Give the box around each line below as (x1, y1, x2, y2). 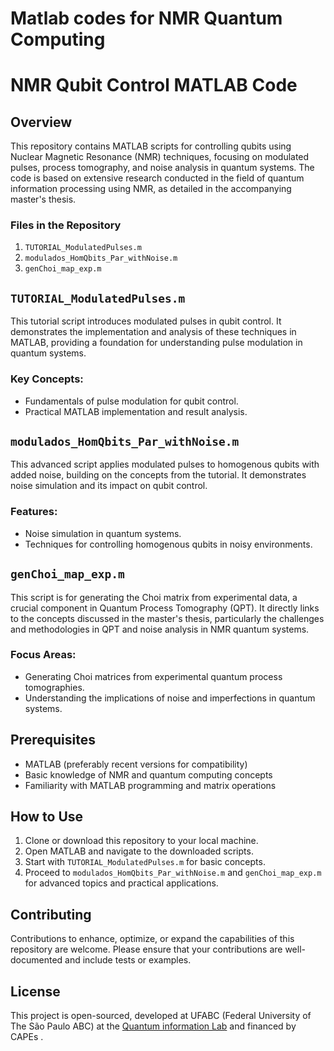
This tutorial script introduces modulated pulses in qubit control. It (10, 315, 282, 327)
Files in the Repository (10, 218, 122, 232)
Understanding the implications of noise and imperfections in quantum (24, 692, 316, 704)
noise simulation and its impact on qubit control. (10, 480, 208, 492)
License (10, 983, 61, 1000)
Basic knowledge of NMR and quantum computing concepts (24, 768, 273, 781)
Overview (10, 113, 73, 131)
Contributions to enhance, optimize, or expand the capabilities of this (10, 933, 295, 945)
